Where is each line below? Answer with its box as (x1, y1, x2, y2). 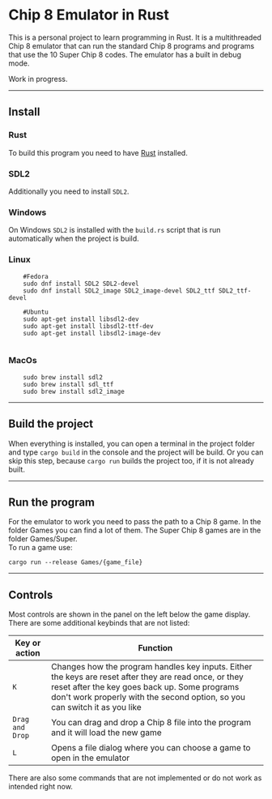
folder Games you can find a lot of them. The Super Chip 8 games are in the (8, 525, 261, 536)
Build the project (8, 417, 94, 431)
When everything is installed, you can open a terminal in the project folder (8, 438, 255, 448)
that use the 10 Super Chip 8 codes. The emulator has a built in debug (8, 49, 241, 59)
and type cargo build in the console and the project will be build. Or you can (8, 447, 264, 457)
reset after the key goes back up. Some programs (51, 681, 240, 693)
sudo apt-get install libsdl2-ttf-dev (23, 322, 154, 330)
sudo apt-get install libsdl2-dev (23, 314, 139, 323)
